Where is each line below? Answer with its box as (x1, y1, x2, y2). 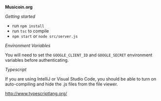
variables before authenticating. (5, 57, 69, 63)
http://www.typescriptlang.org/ (5, 91, 67, 96)
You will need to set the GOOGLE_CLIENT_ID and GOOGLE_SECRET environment (5, 52, 153, 58)
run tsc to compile (12, 28, 49, 34)
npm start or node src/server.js (12, 34, 78, 39)
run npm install (12, 23, 45, 29)
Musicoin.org (5, 4, 33, 10)
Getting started (5, 14, 36, 19)
